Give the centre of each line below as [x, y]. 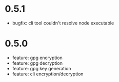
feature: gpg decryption [37, 63]
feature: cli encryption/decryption [48, 74]
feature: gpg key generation [42, 68]
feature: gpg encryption [37, 58]
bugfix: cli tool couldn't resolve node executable [63, 23]
